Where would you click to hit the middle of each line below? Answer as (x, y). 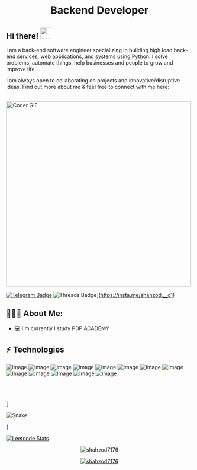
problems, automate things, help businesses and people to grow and (90, 63)
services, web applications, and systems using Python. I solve (92, 56)
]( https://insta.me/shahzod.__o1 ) (136, 295)
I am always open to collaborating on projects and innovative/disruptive (93, 80)
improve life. (21, 69)
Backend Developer (99, 10)
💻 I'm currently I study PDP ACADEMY (62, 328)
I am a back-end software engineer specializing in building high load (89, 50)
